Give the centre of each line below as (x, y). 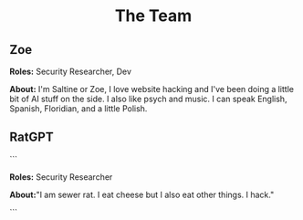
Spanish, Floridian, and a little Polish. (78, 109)
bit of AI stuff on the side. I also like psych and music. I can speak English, (148, 99)
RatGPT (31, 137)
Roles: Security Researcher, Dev (71, 71)
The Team (153, 16)
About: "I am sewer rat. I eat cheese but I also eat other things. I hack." (142, 194)
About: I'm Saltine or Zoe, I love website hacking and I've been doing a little (152, 89)
